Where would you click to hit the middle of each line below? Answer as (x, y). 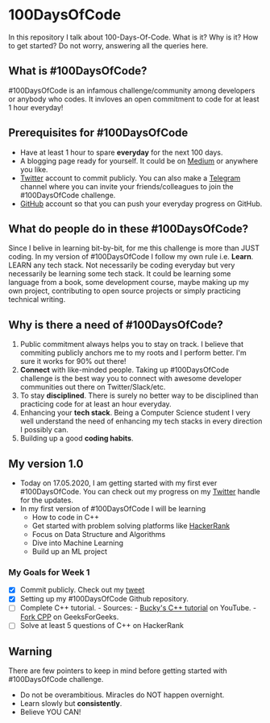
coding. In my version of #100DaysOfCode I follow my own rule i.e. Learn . (131, 257)
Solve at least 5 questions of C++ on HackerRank (102, 626)
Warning (30, 651)
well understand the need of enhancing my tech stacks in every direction (141, 421)
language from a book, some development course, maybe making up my (129, 283)
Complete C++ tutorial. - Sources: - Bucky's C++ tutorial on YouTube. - (138, 608)
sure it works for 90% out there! (73, 361)
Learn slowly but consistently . (71, 704)
